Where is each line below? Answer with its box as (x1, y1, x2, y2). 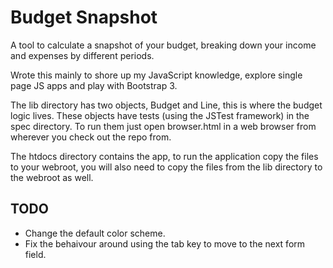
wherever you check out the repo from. (10, 131, 172, 143)
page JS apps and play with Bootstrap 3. (10, 79, 178, 91)
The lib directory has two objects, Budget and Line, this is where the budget (10, 99, 323, 111)
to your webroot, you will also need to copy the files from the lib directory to (10, 161, 323, 173)
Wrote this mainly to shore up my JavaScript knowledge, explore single (10, 69, 303, 81)
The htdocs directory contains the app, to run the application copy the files (10, 150, 319, 162)
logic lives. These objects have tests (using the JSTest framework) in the (10, 109, 310, 121)
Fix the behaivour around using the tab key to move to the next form (24, 237, 306, 250)
